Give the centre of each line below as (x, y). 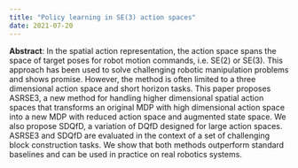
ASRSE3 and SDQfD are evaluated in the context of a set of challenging (140, 135)
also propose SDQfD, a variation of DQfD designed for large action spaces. (146, 126)
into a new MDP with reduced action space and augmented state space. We (148, 117)
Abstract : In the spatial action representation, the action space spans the (143, 50)
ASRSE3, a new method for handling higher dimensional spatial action (137, 97)
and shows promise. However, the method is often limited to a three (133, 79)
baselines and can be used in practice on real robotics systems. (125, 154)
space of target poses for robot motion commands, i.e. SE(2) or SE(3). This (146, 60)
